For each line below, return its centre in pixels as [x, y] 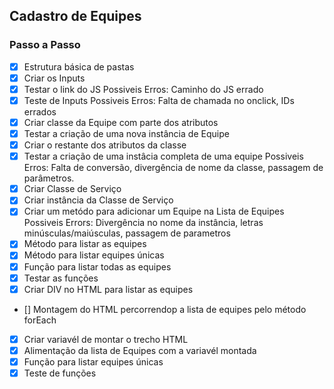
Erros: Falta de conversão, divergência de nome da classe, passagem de [173, 168]
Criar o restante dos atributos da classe [105, 145]
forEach [40, 320]
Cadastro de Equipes [75, 16]
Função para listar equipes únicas [93, 361]
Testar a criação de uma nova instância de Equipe [126, 133]
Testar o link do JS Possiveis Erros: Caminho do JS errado [143, 89]
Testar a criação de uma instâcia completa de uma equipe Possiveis [163, 156]
